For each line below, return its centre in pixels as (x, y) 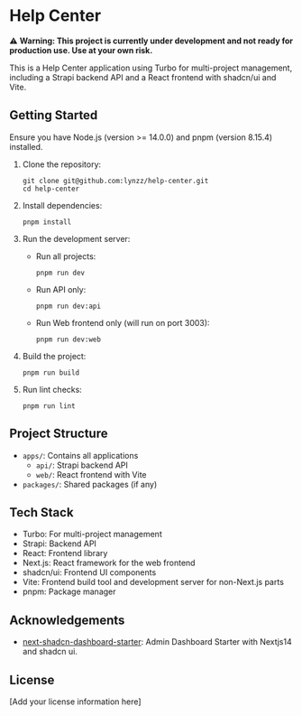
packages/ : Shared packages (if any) (90, 484)
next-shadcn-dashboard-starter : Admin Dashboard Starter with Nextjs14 (157, 642)
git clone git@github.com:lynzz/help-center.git (115, 181)
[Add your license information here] (75, 702)
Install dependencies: (62, 205)
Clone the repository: (62, 164)
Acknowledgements (67, 620)
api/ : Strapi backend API (82, 465)
